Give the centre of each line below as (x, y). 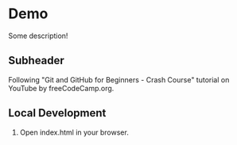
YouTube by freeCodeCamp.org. (61, 88)
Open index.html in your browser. (74, 132)
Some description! (38, 36)
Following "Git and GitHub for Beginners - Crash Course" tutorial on (119, 79)
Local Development (57, 113)
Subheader (37, 61)
